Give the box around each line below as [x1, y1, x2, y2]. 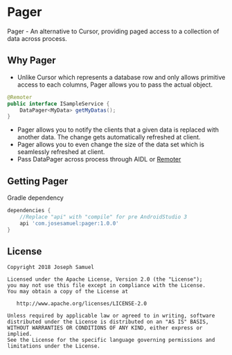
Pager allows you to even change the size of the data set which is [17, 140, 204, 149]
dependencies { [7, 207, 51, 214]
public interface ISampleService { [7, 100, 110, 107]
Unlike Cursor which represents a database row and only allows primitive [17, 73, 226, 81]
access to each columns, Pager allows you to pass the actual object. [17, 80, 213, 89]
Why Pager [7, 55, 56, 67]
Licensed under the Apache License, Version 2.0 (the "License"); [7, 276, 203, 283]
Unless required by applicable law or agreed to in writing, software [7, 313, 215, 320]
